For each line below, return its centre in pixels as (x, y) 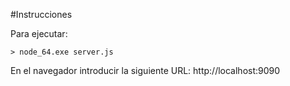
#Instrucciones (41, 14)
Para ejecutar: (39, 33)
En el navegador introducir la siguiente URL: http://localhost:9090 (145, 70)
